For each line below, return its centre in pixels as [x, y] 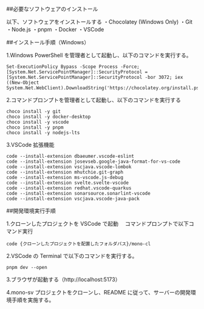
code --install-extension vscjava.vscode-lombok [69, 167]
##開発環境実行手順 [31, 211]
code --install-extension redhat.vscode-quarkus [69, 188]
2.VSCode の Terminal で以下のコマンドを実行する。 [72, 256]
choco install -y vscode [38, 122]
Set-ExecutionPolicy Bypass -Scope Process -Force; [73, 67]
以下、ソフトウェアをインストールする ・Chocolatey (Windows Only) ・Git [100, 22]
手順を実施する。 [33, 300]
